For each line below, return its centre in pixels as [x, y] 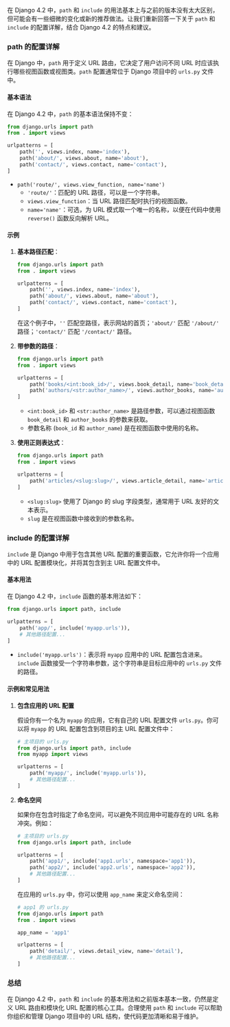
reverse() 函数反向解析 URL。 [70, 218]
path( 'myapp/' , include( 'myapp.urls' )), [88, 773]
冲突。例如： [35, 823]
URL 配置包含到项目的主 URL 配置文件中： [115, 728]
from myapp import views [53, 754]
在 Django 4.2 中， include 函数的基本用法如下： [75, 597]
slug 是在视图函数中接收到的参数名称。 [83, 518]
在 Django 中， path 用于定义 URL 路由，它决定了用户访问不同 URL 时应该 [110, 63]
